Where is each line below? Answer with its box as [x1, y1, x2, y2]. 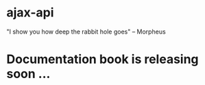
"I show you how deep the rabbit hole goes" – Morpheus [6, 27, 166, 36]
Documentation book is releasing [6, 51, 200, 67]
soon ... [6, 66, 51, 82]
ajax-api [6, 5, 54, 21]
